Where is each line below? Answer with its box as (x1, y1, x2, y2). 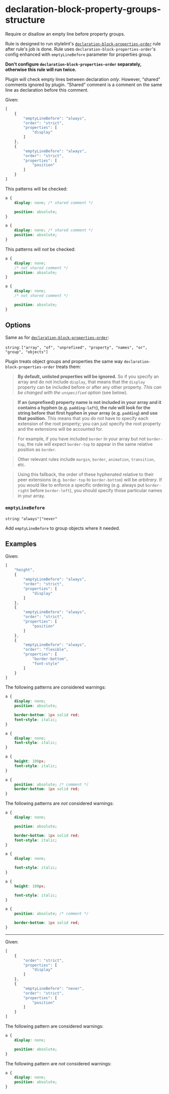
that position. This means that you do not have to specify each (17, 415, 149, 421)
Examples (5, 540, 37, 549)
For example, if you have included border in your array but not (17, 436, 146, 442)
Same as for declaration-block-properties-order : (5, 334, 110, 340)
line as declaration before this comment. (5, 87, 89, 93)
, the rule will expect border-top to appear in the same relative (24, 441, 153, 447)
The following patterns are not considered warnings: (5, 800, 114, 806)
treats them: (56, 364, 81, 370)
